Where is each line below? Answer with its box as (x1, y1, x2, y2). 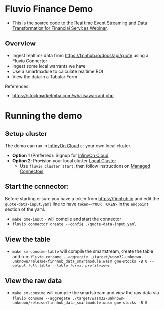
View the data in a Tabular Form (12, 73, 78, 80)
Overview (5, 40, 36, 48)
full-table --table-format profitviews (28, 263, 110, 268)
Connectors (19, 168, 44, 174)
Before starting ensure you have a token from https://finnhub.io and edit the (5, 195, 159, 201)
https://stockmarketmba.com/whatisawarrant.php (12, 92, 114, 98)
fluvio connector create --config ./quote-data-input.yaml (12, 221, 137, 227)
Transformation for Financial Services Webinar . (12, 25, 108, 31)
